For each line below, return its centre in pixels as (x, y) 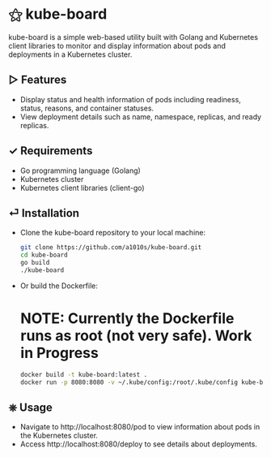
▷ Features (38, 80)
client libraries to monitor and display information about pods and (117, 45)
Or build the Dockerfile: (59, 286)
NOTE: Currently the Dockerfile (127, 319)
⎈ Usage (30, 407)
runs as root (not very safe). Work (136, 336)
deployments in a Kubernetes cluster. (70, 54)
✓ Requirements (51, 151)
